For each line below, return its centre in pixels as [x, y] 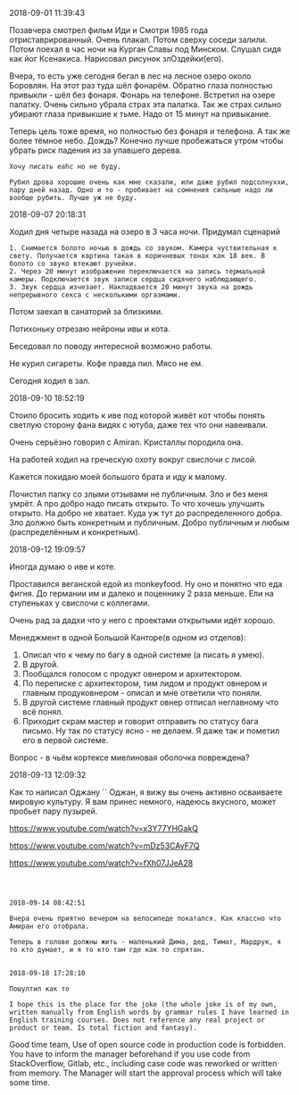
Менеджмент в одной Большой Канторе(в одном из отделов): [128, 637]
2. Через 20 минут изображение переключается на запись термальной [137, 272]
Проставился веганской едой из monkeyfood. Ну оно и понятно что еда [146, 584]
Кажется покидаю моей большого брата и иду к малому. [118, 476]
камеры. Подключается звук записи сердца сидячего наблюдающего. [133, 280]
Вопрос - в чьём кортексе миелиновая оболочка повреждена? [129, 757]
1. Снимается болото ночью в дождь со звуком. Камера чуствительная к [143, 248]
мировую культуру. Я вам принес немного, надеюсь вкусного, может [143, 802]
